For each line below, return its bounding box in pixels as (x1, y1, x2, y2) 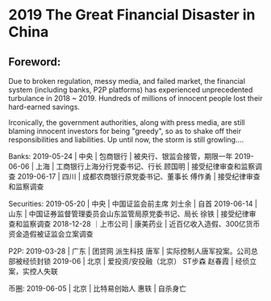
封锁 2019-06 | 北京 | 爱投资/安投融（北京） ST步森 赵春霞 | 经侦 (35, 257, 250, 265)
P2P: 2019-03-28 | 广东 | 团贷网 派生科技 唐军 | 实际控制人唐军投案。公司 (8, 246, 252, 256)
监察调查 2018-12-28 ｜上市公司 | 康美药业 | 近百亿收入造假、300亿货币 (22, 219, 261, 228)
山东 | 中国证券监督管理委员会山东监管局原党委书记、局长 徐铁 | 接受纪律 (8, 209, 249, 219)
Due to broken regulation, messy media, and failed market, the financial (8, 77, 246, 86)
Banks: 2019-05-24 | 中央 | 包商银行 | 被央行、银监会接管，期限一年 (8, 152, 233, 161)
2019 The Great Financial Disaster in (8, 6, 256, 24)
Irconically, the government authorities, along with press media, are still (8, 118, 245, 127)
